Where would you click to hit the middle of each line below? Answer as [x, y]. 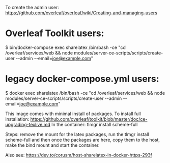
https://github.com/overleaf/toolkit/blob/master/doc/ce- [89, 119]
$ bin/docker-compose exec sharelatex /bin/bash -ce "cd [66, 47]
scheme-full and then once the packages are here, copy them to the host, [83, 140]
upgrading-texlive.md [28, 124]
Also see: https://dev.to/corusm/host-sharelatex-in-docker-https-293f [79, 155]
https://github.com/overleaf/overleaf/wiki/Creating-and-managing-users [81, 13]
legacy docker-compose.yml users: [82, 79]
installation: [17, 119]
